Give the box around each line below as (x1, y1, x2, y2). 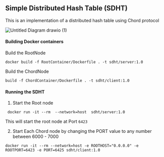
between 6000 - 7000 (12, 133, 59, 140)
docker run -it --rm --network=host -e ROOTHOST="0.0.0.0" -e (5, 143, 139, 148)
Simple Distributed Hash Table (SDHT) (5, 4, 128, 13)
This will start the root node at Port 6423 (5, 118, 88, 125)
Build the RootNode (5, 50, 46, 56)
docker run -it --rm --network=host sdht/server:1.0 (7, 110, 125, 115)
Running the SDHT (5, 89, 45, 95)
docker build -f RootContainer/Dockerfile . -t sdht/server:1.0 (5, 60, 143, 65)
